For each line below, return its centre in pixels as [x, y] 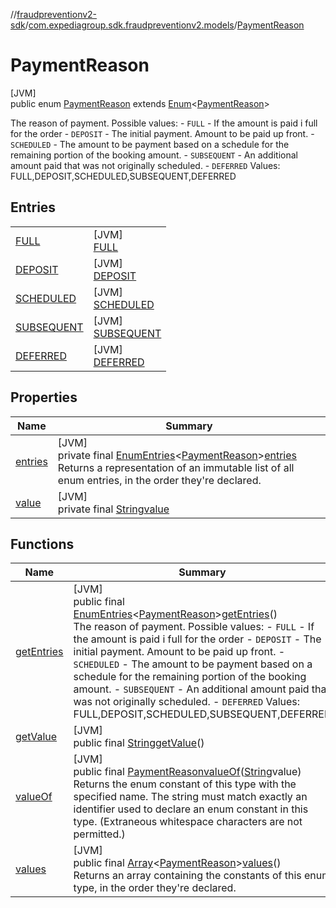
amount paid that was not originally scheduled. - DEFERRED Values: [145, 165]
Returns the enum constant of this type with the [185, 784]
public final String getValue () [139, 743]
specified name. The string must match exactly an [190, 797]
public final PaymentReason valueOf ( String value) [187, 772]
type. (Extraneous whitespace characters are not [188, 822]
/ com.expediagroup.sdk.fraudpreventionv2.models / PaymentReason [164, 25]
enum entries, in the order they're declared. [159, 480]
